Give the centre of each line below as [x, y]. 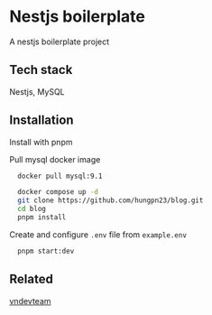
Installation [41, 120]
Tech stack [41, 70]
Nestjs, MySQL [37, 91]
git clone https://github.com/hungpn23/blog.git [111, 200]
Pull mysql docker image [55, 159]
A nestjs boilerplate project [60, 42]
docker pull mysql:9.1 [60, 176]
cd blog [32, 209]
